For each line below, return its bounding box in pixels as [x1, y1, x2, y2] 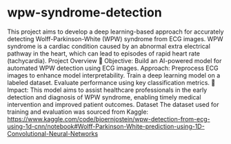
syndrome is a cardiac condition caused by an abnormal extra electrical [7, 42, 210, 50]
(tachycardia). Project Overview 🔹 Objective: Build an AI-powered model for [7, 56, 222, 64]
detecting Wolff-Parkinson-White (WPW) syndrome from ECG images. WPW [7, 34, 223, 43]
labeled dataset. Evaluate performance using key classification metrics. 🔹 [7, 78, 216, 86]
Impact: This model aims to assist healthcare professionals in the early [7, 86, 208, 94]
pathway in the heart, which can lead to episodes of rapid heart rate [7, 49, 201, 58]
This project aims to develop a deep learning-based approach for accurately [7, 27, 224, 36]
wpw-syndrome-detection [7, 5, 162, 21]
